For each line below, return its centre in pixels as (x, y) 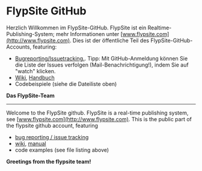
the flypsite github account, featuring (52, 125)
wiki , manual (30, 143)
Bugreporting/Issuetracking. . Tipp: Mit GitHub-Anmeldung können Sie (101, 58)
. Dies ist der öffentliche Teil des (109, 40)
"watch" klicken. (35, 71)
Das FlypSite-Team (31, 95)
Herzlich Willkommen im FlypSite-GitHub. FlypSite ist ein (76, 28)
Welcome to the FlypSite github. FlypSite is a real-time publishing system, (97, 113)
